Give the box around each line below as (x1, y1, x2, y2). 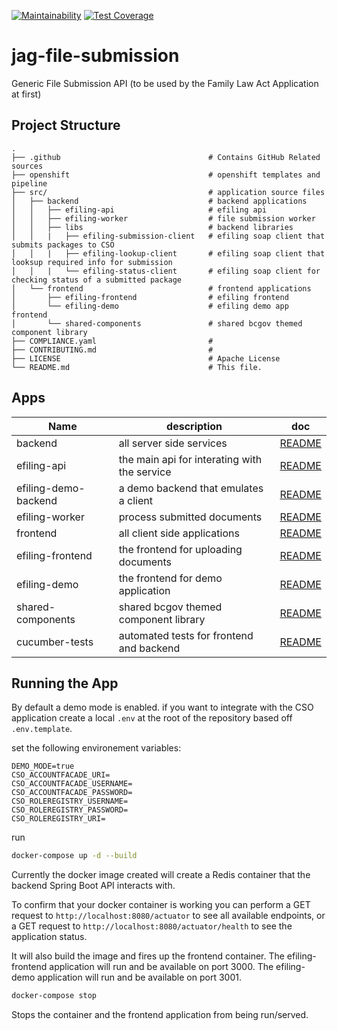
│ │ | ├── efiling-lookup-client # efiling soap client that (11, 248, 326, 259)
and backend (118, 641, 181, 655)
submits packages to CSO (11, 240, 115, 250)
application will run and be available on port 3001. (37, 971, 242, 984)
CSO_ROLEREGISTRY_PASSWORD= (11, 805, 129, 815)
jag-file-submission (11, 45, 180, 67)
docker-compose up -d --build (11, 851, 138, 861)
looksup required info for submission (11, 257, 173, 267)
